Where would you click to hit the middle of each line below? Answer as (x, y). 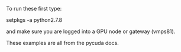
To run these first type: (34, 9)
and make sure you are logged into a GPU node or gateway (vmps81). (91, 31)
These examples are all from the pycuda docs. (63, 43)
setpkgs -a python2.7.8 (34, 20)
